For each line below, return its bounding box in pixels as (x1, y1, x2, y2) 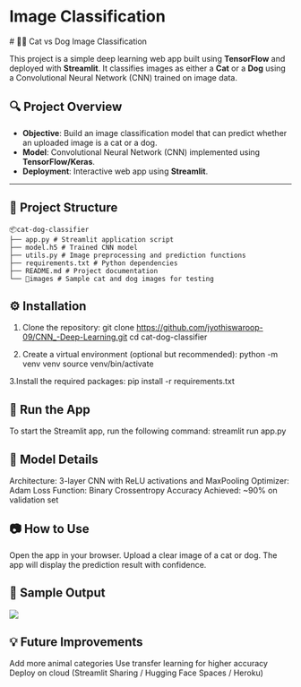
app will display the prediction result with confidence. (9, 559, 207, 570)
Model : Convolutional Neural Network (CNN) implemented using (21, 146, 261, 158)
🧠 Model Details (9, 451, 99, 467)
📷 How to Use (9, 521, 90, 537)
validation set (9, 494, 59, 505)
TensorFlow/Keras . (21, 156, 96, 167)
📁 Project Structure (9, 200, 118, 216)
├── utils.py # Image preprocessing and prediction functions (9, 251, 246, 260)
